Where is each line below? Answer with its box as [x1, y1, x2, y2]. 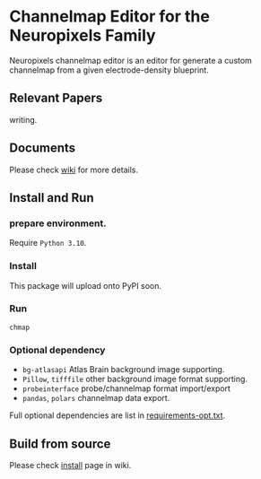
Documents [9, 141, 76, 156]
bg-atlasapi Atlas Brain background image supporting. [22, 364, 225, 375]
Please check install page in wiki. [9, 459, 132, 470]
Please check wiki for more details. [9, 164, 139, 175]
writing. [9, 114, 38, 125]
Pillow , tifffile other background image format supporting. [22, 374, 248, 385]
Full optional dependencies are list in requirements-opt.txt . [9, 410, 226, 421]
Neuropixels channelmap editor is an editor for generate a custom [9, 55, 253, 65]
